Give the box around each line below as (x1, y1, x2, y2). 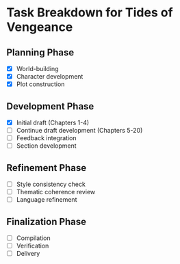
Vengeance (6, 19, 73, 35)
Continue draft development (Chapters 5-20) (16, 127, 143, 135)
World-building (16, 65, 59, 72)
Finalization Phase (6, 215, 87, 227)
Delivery (16, 250, 40, 258)
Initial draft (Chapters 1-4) (16, 118, 90, 127)
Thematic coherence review (16, 188, 96, 196)
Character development (16, 72, 83, 81)
